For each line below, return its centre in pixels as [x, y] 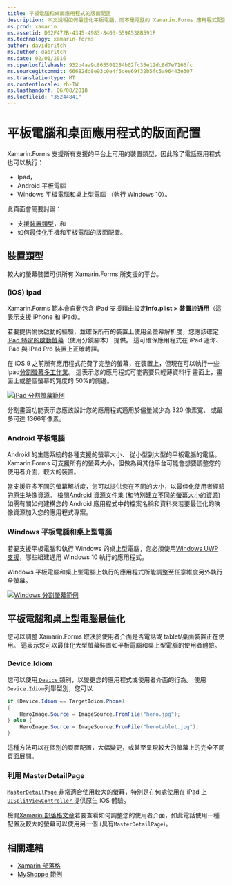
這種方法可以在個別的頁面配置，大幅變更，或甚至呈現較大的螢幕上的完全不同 [116, 747]
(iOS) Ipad [24, 292]
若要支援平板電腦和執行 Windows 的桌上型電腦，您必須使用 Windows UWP [113, 548]
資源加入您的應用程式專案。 [52, 512]
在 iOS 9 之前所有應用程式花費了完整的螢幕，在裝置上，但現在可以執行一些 [113, 364]
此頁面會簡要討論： [35, 208]
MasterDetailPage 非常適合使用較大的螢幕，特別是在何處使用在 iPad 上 [107, 792]
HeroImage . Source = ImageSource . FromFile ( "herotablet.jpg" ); [109, 727]
